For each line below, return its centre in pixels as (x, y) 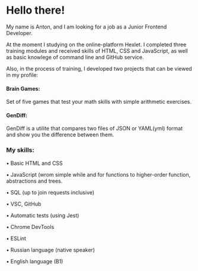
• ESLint (16, 238)
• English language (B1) (35, 261)
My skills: (20, 150)
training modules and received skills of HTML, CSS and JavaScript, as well (97, 50)
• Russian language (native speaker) (51, 250)
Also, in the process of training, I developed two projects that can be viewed (99, 68)
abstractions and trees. (34, 181)
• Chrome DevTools (30, 227)
